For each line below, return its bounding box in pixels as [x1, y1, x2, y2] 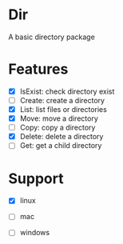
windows [19, 228, 50, 238]
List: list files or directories [19, 105, 108, 114]
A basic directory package [8, 32, 96, 42]
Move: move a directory [19, 114, 98, 123]
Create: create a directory [19, 95, 105, 105]
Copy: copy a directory [19, 122, 96, 133]
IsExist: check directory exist [19, 86, 115, 96]
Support [8, 170, 64, 187]
